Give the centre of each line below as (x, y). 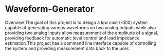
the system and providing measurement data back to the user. (67, 48)
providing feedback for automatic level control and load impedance (72, 38)
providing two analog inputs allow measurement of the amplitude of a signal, (82, 33)
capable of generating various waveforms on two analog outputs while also (81, 27)
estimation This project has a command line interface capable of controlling (81, 43)
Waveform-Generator (49, 9)
